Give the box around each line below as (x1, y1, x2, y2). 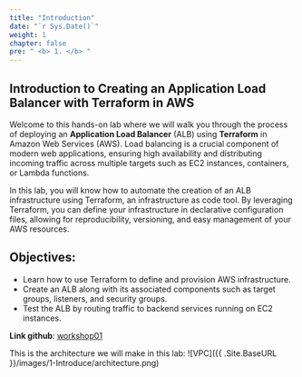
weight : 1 (9, 30, 47, 39)
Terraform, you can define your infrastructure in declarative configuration (9, 203, 284, 214)
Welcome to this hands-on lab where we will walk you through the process (9, 119, 288, 130)
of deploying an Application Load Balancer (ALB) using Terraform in (9, 128, 268, 139)
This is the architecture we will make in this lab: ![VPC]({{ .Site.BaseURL (9, 347, 278, 359)
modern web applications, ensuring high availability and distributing (9, 147, 263, 159)
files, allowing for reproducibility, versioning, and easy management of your (9, 213, 292, 224)
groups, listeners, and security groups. (22, 293, 168, 304)
